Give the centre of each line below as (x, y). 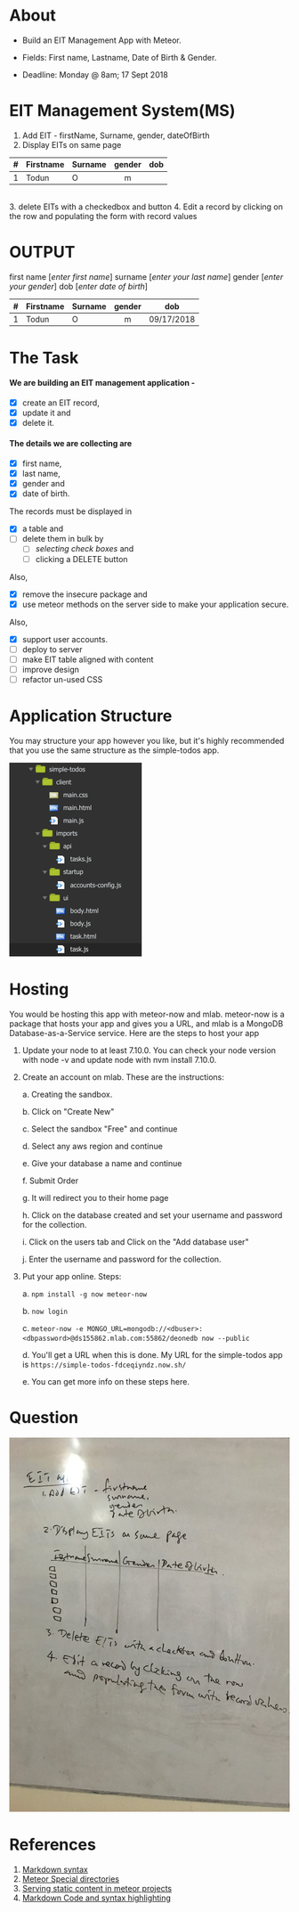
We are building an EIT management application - (102, 383)
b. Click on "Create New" (68, 1111)
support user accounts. (65, 639)
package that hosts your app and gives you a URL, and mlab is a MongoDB (146, 1023)
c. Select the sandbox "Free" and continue (100, 1129)
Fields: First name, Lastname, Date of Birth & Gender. (119, 57)
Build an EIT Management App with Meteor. (101, 40)
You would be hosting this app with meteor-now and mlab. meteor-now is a (147, 1014)
